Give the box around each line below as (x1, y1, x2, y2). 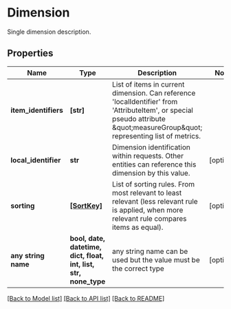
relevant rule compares (112, 213, 187, 223)
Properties (7, 47, 54, 59)
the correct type (112, 264, 165, 273)
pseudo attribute (112, 114, 166, 123)
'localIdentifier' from (112, 96, 178, 106)
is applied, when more (112, 205, 184, 215)
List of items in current (112, 79, 185, 89)
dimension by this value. (112, 168, 190, 178)
